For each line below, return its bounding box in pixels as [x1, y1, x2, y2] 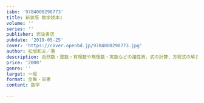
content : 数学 [6, 82, 41, 88]
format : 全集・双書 [6, 76, 51, 82]
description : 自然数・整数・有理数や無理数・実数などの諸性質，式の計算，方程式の [6, 54, 191, 60]
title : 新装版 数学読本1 [6, 15, 63, 21]
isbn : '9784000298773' [6, 8, 64, 15]
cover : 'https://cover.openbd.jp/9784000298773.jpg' [6, 43, 143, 49]
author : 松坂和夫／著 [6, 48, 56, 55]
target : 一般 [6, 71, 38, 77]
